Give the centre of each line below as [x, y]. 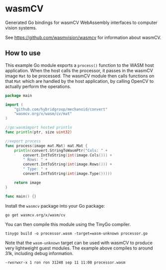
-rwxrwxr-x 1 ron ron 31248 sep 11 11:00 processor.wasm [65, 263]
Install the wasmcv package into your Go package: [55, 206]
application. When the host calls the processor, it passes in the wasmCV [79, 70]
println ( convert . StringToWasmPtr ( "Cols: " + [61, 150]
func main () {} [21, 196]
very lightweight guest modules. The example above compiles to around [79, 248]
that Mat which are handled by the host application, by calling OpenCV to [80, 81]
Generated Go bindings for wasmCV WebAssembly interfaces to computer [81, 22]
